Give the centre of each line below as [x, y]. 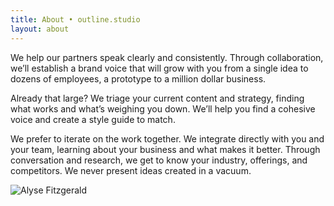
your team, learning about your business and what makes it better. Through [165, 149]
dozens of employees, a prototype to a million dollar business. [138, 78]
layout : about [40, 29]
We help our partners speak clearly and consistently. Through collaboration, [167, 57]
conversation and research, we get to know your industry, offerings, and [159, 160]
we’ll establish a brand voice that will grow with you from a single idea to [159, 68]
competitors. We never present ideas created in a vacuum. [131, 170]
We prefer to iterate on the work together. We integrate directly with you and [167, 138]
